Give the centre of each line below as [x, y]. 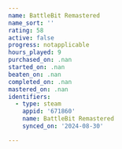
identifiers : [30, 97]
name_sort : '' [31, 23]
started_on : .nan [37, 67]
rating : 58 [26, 30]
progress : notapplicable [49, 45]
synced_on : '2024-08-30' [63, 126]
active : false [31, 38]
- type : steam [38, 104]
